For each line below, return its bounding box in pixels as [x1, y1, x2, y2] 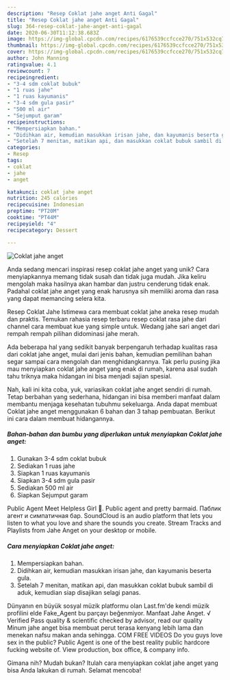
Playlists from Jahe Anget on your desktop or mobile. [7, 526, 157, 534]
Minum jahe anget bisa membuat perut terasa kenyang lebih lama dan [7, 624, 204, 632]
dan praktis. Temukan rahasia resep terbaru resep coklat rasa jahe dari [7, 315, 207, 323]
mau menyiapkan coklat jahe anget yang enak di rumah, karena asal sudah [7, 365, 218, 373]
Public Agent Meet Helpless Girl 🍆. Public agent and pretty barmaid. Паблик [7, 504, 221, 512]
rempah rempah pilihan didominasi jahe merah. [7, 329, 140, 337]
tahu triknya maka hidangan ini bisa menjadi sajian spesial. [7, 372, 172, 380]
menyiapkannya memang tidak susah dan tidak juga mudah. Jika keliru [7, 272, 207, 280]
